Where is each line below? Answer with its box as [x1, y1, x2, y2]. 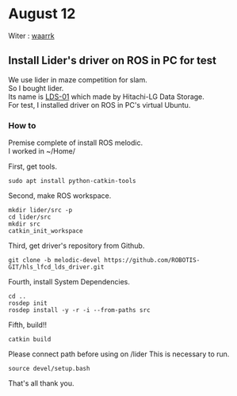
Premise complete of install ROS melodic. [8, 138, 143, 147]
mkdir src [8, 220, 41, 228]
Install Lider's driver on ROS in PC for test [8, 54, 216, 67]
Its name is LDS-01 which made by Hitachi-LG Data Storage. [8, 92, 205, 101]
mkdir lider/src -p [8, 207, 73, 215]
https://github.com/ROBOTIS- [104, 257, 201, 265]
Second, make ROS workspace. [8, 191, 112, 200]
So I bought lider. [8, 83, 64, 93]
